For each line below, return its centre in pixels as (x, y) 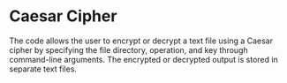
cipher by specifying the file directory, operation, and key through (129, 49)
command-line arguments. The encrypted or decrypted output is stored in (143, 59)
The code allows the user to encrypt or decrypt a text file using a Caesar (141, 41)
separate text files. (43, 69)
